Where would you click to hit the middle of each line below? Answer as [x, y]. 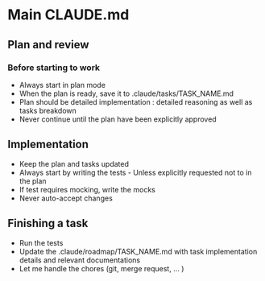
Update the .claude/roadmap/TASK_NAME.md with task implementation [138, 251]
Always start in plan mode [62, 85]
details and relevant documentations [80, 260]
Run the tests [41, 242]
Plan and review [48, 45]
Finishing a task [48, 223]
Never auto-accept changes [66, 198]
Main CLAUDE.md [68, 15]
